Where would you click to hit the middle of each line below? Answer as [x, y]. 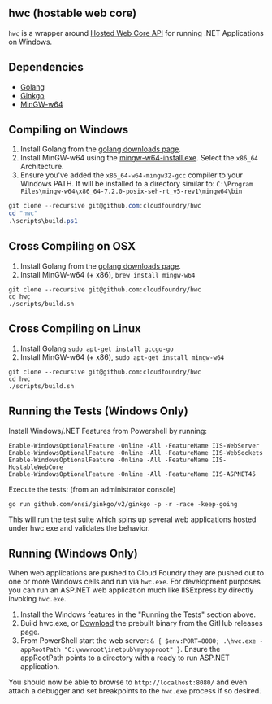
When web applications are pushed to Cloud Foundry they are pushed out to [136, 573]
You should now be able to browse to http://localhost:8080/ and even [128, 682]
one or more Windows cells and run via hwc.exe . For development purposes [135, 582]
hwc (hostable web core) [73, 13]
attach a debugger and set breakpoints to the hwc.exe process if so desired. [135, 691]
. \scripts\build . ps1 [43, 221]
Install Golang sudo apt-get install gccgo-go [97, 348]
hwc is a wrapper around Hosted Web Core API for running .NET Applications [136, 33]
